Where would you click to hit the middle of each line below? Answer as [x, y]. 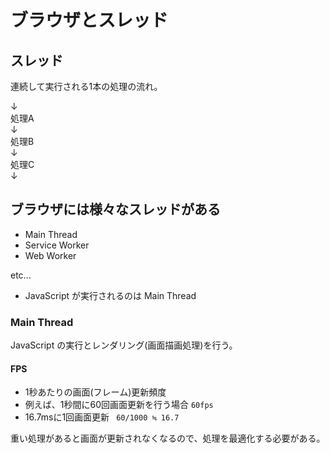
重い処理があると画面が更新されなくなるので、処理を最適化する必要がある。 [168, 438]
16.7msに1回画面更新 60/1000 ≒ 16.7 [102, 417]
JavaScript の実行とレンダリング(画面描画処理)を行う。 [124, 345]
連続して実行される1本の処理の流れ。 [86, 86]
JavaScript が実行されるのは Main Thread [110, 295]
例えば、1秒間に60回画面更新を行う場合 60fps [119, 405]
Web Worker [50, 255]
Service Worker [57, 245]
